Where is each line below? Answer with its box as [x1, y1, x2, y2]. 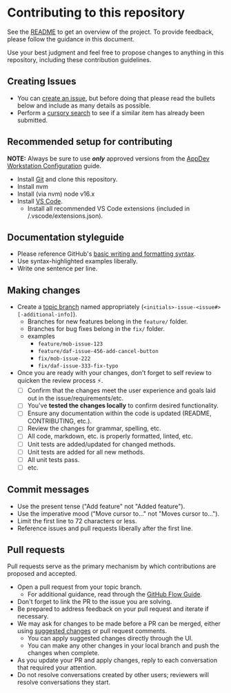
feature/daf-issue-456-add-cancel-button [37, 348, 159, 355]
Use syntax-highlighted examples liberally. [17, 257, 138, 265]
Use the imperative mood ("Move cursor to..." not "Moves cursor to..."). [17, 509, 219, 518]
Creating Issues [7, 76, 77, 88]
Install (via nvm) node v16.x [17, 190, 95, 198]
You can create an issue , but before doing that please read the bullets [17, 94, 216, 102]
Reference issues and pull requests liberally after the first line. [17, 524, 193, 532]
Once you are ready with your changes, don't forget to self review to [17, 369, 212, 377]
